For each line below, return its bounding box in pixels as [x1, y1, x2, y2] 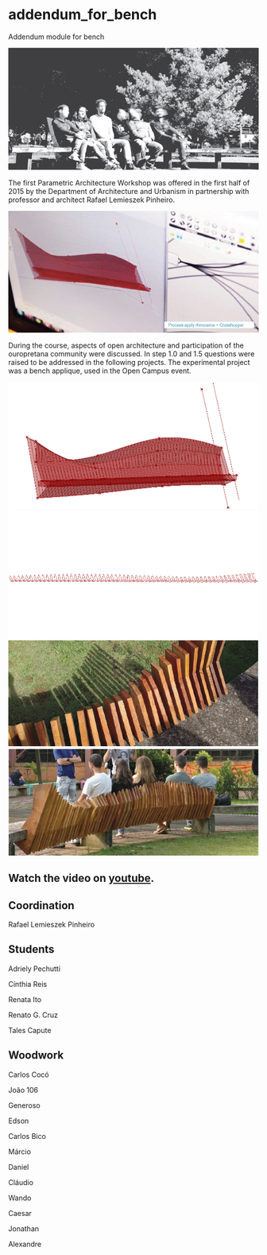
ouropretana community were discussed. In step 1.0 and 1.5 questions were [8, 348, 255, 359]
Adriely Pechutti [8, 964, 61, 973]
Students [8, 942, 55, 956]
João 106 [8, 1085, 38, 1094]
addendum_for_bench [8, 6, 157, 24]
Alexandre [8, 1239, 42, 1249]
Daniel [8, 1162, 29, 1171]
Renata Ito [8, 994, 42, 1004]
